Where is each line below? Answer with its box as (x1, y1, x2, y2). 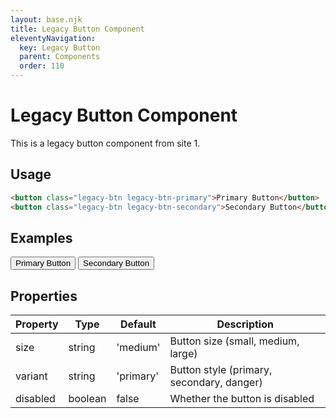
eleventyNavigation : (10, 33, 97, 43)
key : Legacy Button (19, 42, 101, 53)
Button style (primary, (169, 363, 273, 377)
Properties (10, 287, 78, 305)
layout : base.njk (10, 14, 83, 25)
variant (15, 369, 48, 383)
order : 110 (19, 61, 65, 71)
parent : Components (19, 52, 101, 62)
